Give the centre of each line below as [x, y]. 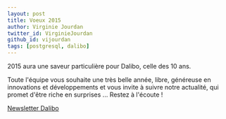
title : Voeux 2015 [34, 20]
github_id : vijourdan [39, 40]
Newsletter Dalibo [33, 108]
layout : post [26, 14]
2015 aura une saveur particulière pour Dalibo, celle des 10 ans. [99, 66]
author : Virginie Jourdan [45, 27]
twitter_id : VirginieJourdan [50, 33]
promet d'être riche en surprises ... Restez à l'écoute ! [85, 94]
